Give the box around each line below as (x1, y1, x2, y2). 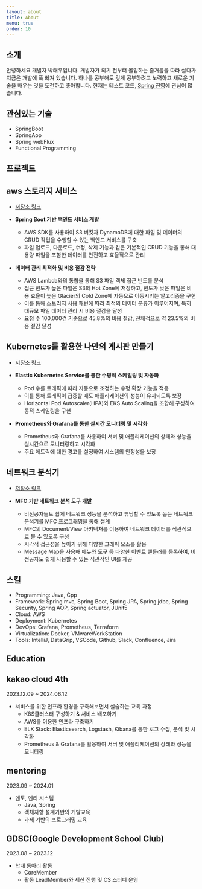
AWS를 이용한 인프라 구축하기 (24, 717, 95, 725)
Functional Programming (14, 144, 77, 152)
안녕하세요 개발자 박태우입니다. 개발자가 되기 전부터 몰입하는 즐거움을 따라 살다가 (6, 67, 197, 74)
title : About (6, 14, 39, 21)
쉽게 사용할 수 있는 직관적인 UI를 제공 (45, 555, 133, 562)
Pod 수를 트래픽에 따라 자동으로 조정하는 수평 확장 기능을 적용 (24, 384, 169, 391)
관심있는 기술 (6, 109, 52, 119)
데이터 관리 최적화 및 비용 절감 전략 (14, 264, 96, 272)
